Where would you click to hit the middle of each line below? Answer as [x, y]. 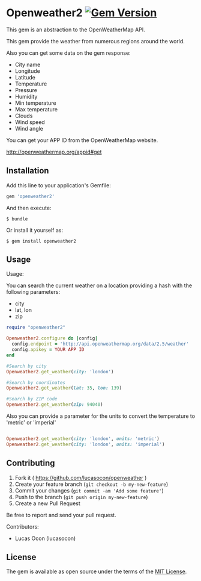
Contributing [31, 463]
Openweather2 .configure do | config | [52, 338]
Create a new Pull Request [48, 503]
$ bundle [17, 219]
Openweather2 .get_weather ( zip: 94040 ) [55, 405]
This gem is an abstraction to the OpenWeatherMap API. [76, 30]
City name [28, 64]
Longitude [27, 71]
